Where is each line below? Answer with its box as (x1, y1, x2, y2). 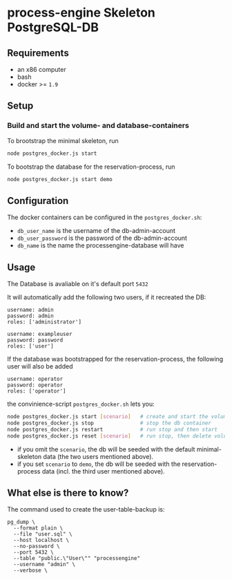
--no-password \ (13, 543, 60, 550)
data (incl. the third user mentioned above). (41, 467, 165, 475)
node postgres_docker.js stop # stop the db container (7, 420, 212, 427)
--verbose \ (13, 567, 48, 574)
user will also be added (7, 362, 73, 371)
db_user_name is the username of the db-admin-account (17, 227, 176, 235)
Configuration (7, 195, 69, 207)
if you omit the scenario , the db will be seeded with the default (17, 445, 195, 453)
